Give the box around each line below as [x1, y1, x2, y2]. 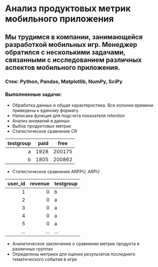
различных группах [12, 245, 53, 252]
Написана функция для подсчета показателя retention [12, 112, 125, 118]
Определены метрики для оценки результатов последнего [12, 251, 135, 257]
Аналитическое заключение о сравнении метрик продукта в [12, 241, 140, 246]
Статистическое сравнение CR [12, 128, 77, 134]
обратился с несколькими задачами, [5, 48, 126, 56]
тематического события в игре [12, 256, 77, 262]
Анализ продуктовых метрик [5, 3, 131, 14]
